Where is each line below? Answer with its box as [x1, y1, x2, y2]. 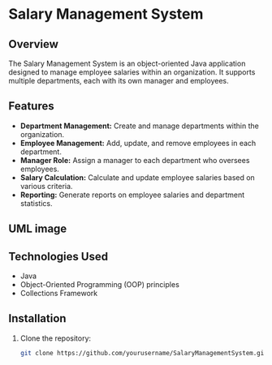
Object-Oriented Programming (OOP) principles [19, 280, 180, 290]
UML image [8, 222, 67, 236]
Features [8, 99, 54, 114]
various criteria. [19, 181, 73, 191]
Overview [8, 37, 59, 51]
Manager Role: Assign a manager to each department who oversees [19, 155, 250, 165]
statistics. [19, 198, 53, 208]
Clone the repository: [19, 333, 92, 343]
